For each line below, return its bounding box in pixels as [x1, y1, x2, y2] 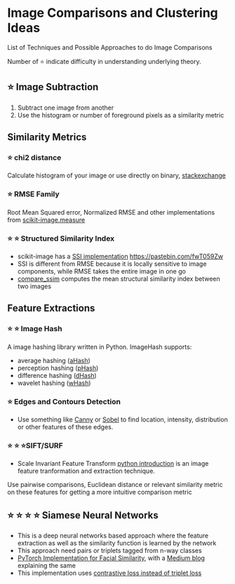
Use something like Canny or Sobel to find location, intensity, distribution [17, 415, 228, 424]
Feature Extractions [7, 303, 95, 315]
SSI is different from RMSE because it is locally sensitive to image [17, 260, 207, 268]
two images [17, 282, 51, 291]
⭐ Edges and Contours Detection [7, 396, 121, 406]
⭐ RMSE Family [7, 189, 60, 199]
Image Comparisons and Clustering [7, 5, 219, 21]
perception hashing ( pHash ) [17, 364, 99, 372]
